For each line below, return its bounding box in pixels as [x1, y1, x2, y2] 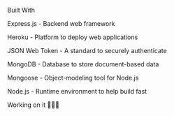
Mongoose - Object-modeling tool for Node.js [7, 73, 139, 82]
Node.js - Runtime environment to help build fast [7, 87, 147, 95]
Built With [7, 6, 35, 14]
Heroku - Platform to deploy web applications [7, 33, 138, 41]
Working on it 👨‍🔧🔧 [7, 101, 59, 109]
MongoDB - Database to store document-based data [7, 60, 159, 68]
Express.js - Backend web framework [7, 20, 115, 27]
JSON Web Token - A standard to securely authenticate [7, 47, 168, 55]
